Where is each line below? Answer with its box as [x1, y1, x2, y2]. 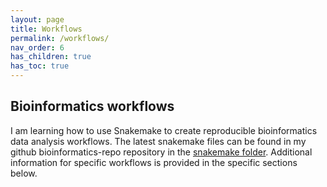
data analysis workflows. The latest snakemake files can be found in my [10, 135, 307, 147]
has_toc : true [10, 61, 70, 71]
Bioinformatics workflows [10, 98, 175, 115]
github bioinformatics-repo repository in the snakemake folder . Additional [10, 146, 313, 158]
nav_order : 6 [10, 42, 65, 53]
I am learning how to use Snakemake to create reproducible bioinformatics [10, 124, 318, 136]
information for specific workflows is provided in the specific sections [10, 156, 298, 168]
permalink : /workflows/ [10, 33, 110, 43]
